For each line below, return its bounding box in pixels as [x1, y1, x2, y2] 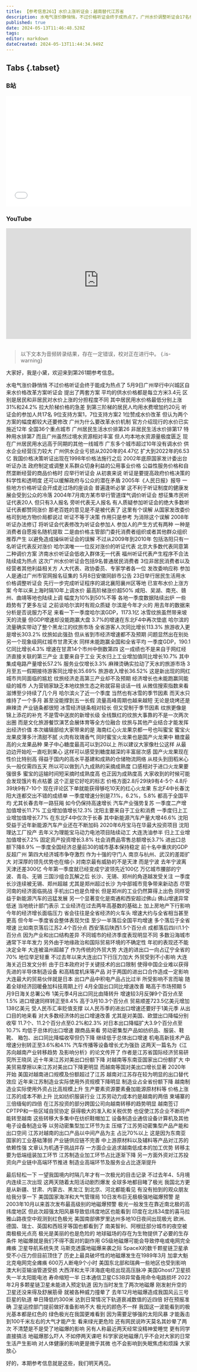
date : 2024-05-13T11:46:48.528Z [6, 25, 85, 31]
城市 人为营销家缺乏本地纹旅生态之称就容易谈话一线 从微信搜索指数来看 [16, 682, 189, 689]
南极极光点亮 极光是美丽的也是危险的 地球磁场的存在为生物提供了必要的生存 [6, 1230, 189, 1237]
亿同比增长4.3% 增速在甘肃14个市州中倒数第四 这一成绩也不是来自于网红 [6, 646, 182, 652]
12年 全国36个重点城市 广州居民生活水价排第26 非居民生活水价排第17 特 [16, 426, 189, 432]
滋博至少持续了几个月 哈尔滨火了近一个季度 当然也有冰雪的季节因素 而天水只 [6, 690, 191, 696]
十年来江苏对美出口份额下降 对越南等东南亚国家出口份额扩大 [38, 1056, 184, 1063]
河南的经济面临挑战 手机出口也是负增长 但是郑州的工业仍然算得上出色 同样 [6, 887, 185, 895]
